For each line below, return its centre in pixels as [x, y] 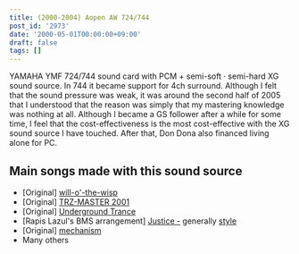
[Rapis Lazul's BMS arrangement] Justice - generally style [129, 221]
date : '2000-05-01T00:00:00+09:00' [75, 34]
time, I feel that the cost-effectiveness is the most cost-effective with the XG [149, 124]
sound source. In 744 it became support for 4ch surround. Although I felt [143, 86]
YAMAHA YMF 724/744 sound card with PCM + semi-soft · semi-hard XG [144, 76]
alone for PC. [33, 143]
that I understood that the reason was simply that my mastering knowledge [147, 105]
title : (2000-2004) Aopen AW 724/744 [79, 17]
